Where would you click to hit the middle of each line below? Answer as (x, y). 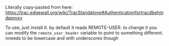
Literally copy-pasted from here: (39, 7)
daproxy (14, 18)
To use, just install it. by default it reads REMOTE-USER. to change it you (81, 27)
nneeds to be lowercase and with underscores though (62, 38)
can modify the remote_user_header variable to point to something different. (84, 33)
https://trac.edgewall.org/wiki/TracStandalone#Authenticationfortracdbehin (84, 12)
